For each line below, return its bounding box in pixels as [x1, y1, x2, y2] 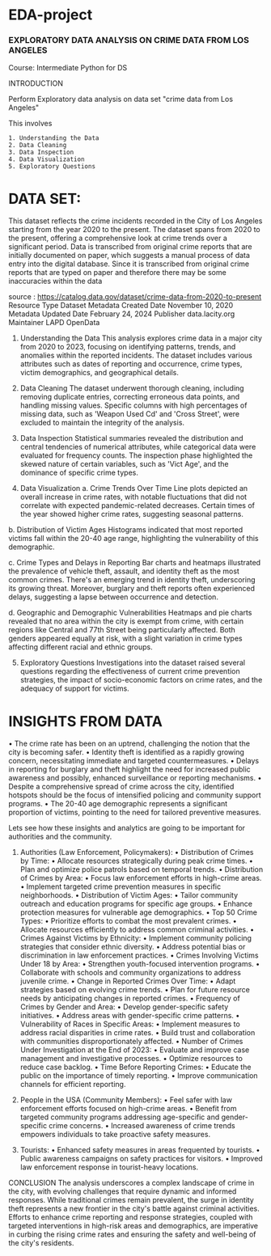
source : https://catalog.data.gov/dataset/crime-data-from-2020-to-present [8, 292, 262, 302]
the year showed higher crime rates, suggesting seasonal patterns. [19, 510, 244, 519]
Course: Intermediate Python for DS [8, 63, 128, 73]
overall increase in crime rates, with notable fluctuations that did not [19, 492, 248, 502]
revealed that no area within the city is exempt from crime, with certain [8, 616, 244, 626]
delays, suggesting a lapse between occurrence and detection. [8, 592, 218, 602]
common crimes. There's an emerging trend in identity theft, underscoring [8, 575, 256, 585]
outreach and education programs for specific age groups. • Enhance [19, 899, 253, 909]
